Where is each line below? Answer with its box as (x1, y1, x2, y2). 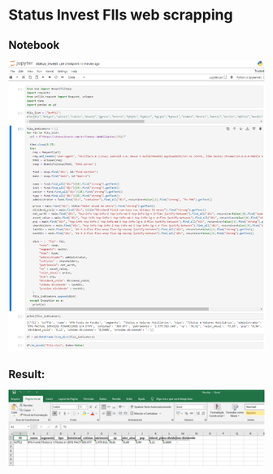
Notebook (8, 38, 60, 52)
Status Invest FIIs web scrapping (8, 6, 233, 24)
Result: (8, 367, 45, 381)
